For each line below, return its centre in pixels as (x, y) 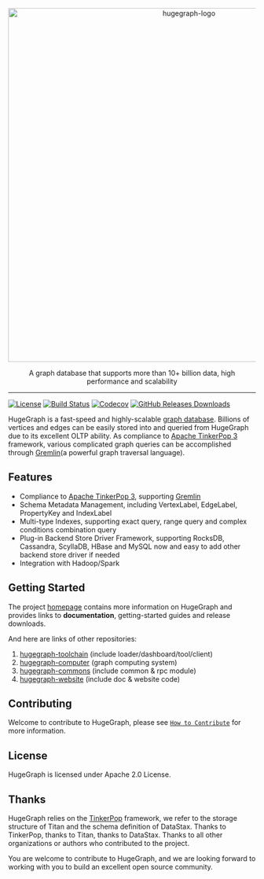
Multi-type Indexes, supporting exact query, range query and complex (133, 521)
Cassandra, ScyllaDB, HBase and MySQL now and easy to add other (130, 546)
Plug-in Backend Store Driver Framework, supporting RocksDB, (122, 538)
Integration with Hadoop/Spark (70, 563)
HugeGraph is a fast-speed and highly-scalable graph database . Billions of (129, 419)
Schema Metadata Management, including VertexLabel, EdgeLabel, (128, 504)
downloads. (27, 623)
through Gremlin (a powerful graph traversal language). (97, 452)
